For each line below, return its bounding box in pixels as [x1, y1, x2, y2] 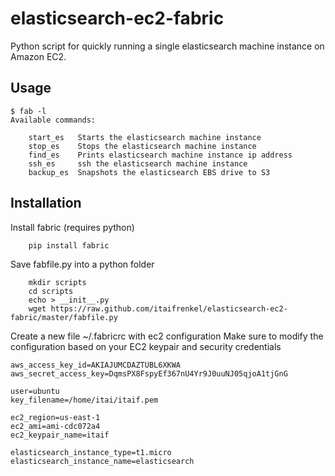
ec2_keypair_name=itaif [10, 430, 110, 440]
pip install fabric [28, 240, 110, 251]
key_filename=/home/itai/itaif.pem [10, 395, 159, 405]
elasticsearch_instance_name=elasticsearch [10, 456, 195, 466]
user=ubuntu [10, 386, 60, 396]
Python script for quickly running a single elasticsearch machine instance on [10, 40, 325, 52]
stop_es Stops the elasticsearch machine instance [28, 141, 257, 151]
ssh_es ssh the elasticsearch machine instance [28, 158, 248, 169]
